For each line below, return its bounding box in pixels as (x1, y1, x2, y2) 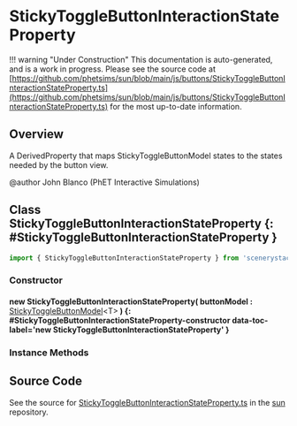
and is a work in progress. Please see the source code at (9, 64, 217, 74)
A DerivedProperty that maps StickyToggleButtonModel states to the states (9, 150, 283, 161)
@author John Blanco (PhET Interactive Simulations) (9, 177, 201, 187)
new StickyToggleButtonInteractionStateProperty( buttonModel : (9, 296, 254, 307)
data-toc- (232, 315, 269, 325)
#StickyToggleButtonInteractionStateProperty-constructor (9, 315, 231, 325)
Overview (9, 126, 65, 142)
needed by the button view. (9, 159, 109, 170)
